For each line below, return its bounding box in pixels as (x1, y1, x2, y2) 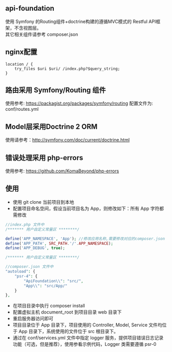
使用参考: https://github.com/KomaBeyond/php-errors (5, 168, 119, 174)
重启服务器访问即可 (12, 316, 54, 322)
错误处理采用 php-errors (5, 153, 83, 162)
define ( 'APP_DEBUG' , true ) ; (5, 246, 66, 251)
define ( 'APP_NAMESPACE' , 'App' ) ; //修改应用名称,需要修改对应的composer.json (5, 236, 165, 241)
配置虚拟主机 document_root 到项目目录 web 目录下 (12, 309, 122, 315)
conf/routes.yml (5, 106, 39, 112)
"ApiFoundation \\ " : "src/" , (24, 278, 83, 284)
